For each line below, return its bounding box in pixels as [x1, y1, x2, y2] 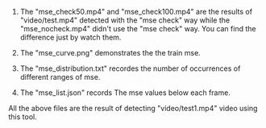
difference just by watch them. [19, 32, 122, 42]
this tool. [8, 112, 38, 122]
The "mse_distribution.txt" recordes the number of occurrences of [19, 64, 241, 73]
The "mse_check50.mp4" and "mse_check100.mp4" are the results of [19, 7, 252, 16]
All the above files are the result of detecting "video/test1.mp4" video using [8, 104, 258, 113]
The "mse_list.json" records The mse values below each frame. [19, 88, 231, 97]
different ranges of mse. [19, 72, 101, 81]
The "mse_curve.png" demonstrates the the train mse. [19, 48, 202, 57]
